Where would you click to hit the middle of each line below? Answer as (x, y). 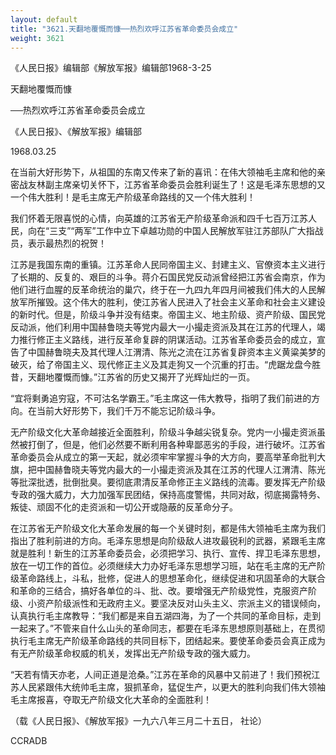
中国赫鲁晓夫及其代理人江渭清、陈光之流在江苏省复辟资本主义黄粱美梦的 (176, 352)
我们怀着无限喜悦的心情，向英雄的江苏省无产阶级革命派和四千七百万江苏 (159, 218)
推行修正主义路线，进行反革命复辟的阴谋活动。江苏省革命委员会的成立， (167, 340)
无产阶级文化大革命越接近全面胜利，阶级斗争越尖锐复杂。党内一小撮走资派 (163, 432)
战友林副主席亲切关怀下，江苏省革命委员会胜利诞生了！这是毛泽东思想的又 (172, 185)
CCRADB (29, 741)
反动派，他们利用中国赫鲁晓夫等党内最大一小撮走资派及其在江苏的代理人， (163, 327)
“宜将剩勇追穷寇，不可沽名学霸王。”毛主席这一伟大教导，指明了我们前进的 (161, 398)
